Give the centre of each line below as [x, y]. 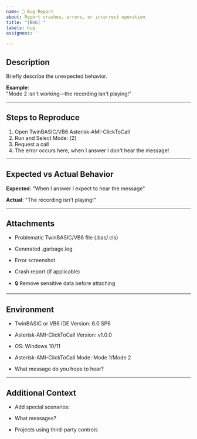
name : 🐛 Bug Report [30, 11]
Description [28, 62]
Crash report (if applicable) [47, 272]
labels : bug [21, 28]
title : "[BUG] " [26, 22]
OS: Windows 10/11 [37, 347]
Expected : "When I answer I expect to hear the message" [76, 188]
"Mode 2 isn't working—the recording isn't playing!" [69, 94]
